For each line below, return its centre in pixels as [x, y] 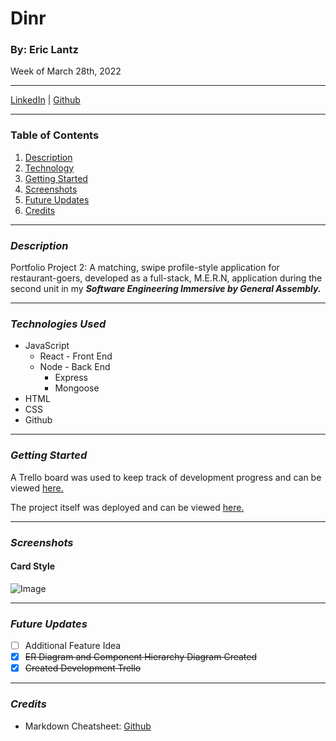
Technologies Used [58, 324]
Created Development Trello [83, 668]
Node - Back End [75, 367]
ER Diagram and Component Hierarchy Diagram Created [141, 657]
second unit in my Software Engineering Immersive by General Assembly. [166, 289]
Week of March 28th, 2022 [66, 71]
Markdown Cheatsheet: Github [88, 726]
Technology [49, 168]
